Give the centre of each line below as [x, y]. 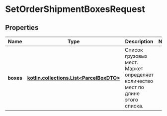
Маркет [134, 68]
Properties [22, 28]
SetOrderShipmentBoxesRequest [75, 9]
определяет [139, 75]
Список [134, 50]
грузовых [136, 56]
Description [139, 42]
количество [139, 81]
